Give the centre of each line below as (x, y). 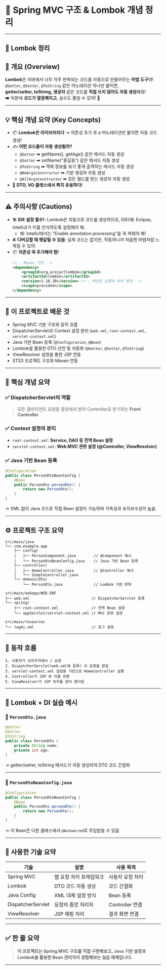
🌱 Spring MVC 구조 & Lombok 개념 (74, 10)
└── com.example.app (26, 546)
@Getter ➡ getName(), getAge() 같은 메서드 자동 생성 (72, 154)
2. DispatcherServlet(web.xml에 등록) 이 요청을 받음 (57, 666)
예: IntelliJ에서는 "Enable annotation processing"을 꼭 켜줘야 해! (83, 233)
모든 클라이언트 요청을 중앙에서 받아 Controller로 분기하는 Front (79, 409)
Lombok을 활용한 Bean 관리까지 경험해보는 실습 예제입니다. (75, 957)
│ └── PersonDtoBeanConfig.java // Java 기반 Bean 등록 (76, 561)
